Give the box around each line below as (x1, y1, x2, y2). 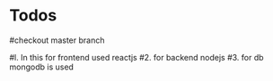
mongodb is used (9, 61, 75, 72)
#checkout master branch (9, 35, 105, 45)
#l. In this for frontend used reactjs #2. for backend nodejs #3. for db (9, 52, 264, 62)
